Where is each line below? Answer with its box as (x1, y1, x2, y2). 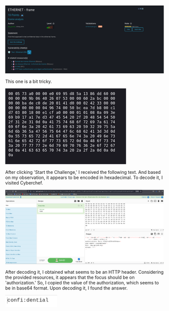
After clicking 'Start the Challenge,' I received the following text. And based (5, 169, 161, 175)
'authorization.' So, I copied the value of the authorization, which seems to (5, 280, 159, 286)
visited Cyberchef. (5, 180, 43, 186)
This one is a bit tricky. (5, 78, 52, 84)
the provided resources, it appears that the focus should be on (5, 274, 135, 280)
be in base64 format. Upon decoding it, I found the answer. (5, 285, 128, 291)
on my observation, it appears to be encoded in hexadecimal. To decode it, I (5, 174, 163, 181)
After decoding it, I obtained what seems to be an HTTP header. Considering (5, 269, 164, 275)
